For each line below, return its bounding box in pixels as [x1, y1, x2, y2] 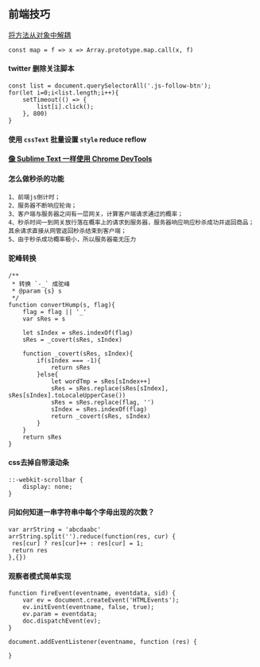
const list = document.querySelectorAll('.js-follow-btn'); [8, 82, 212, 90]
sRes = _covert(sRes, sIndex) [22, 335, 123, 343]
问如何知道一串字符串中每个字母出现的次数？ [8, 507, 155, 517]
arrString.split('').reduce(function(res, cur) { [8, 533, 177, 541]
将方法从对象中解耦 [8, 30, 72, 40]
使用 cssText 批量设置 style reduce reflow [8, 134, 147, 144]
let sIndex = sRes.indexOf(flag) [22, 328, 134, 336]
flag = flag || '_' [22, 308, 87, 316]
